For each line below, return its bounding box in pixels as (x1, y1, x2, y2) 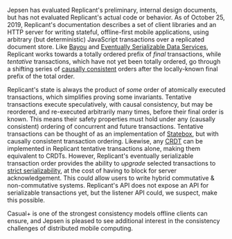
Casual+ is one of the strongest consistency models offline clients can (7, 209, 208, 218)
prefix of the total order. (7, 72, 75, 80)
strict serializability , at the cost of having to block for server (7, 166, 177, 175)
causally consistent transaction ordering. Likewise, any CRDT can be (7, 137, 203, 145)
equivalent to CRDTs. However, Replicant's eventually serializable (7, 152, 194, 160)
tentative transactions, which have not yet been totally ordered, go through (7, 57, 221, 65)
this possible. (7, 196, 45, 204)
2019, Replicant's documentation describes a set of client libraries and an (7, 21, 217, 28)
